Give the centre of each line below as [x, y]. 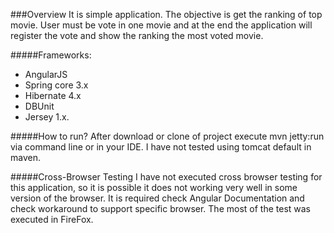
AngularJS [46, 74]
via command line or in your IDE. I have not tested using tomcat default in [161, 147]
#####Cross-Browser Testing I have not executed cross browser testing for [166, 177]
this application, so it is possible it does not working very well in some [154, 187]
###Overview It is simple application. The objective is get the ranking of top [166, 14]
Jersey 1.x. [47, 117]
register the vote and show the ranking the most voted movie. [137, 35]
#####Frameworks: [51, 55]
